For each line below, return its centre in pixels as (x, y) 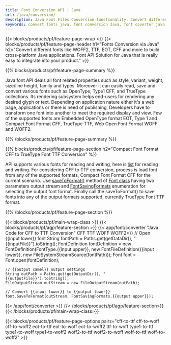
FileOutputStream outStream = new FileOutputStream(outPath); (73, 283)
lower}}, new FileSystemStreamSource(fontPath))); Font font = (71, 255)
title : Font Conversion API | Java (43, 10)
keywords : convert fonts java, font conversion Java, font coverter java (85, 24)
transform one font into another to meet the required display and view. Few (84, 113)
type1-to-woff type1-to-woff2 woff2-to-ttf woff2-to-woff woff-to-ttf (76, 332)
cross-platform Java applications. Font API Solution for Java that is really (81, 55)
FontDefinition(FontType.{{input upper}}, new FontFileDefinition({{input (80, 249)
